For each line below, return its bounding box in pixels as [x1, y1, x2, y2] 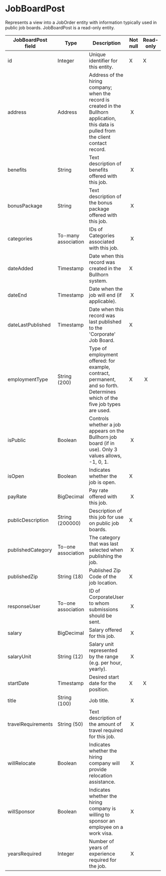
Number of [88, 838, 115, 845]
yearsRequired [7, 850, 42, 857]
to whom [88, 600, 110, 607]
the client [88, 133, 111, 140]
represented [88, 647, 118, 654]
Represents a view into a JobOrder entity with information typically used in [5, 19, 157, 25]
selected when [88, 546, 124, 553]
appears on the [88, 427, 124, 434]
